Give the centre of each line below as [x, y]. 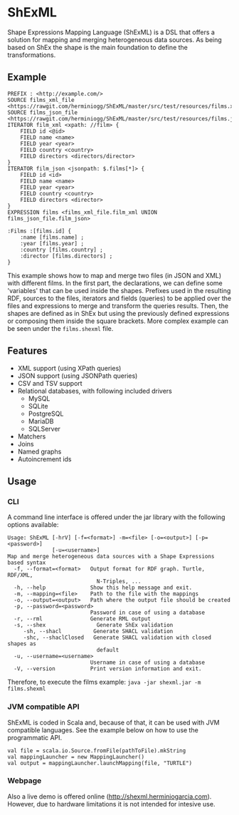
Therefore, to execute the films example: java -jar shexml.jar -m [104, 682]
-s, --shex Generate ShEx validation [94, 625]
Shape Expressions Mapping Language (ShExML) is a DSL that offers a [111, 32]
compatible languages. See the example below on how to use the [103, 730]
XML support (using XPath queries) [69, 368]
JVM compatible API [43, 707]
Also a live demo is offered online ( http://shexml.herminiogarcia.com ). [110, 796]
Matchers [32, 436]
